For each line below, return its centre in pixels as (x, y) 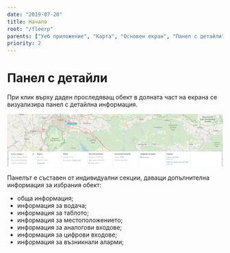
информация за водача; (52, 206)
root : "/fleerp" (30, 29)
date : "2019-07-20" (35, 14)
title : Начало (27, 22)
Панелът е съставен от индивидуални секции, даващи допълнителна (108, 178)
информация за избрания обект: (54, 185)
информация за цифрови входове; (67, 235)
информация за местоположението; (70, 220)
